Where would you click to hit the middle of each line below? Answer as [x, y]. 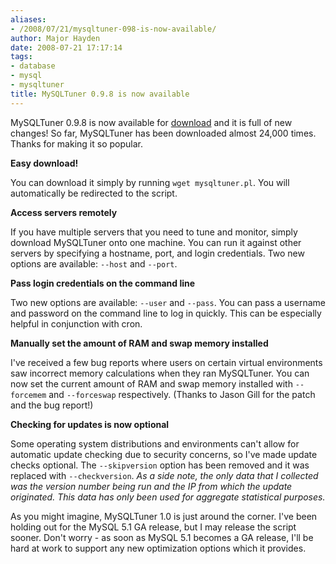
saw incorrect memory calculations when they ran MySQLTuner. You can [160, 373]
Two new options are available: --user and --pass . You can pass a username [168, 302]
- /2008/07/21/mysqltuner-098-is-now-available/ [113, 29]
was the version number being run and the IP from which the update [151, 486]
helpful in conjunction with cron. [76, 323]
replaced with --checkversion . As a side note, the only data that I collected [164, 475]
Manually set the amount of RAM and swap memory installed [139, 343]
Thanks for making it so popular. [76, 143]
